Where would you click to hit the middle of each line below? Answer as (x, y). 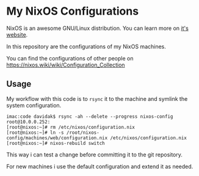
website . (17, 34)
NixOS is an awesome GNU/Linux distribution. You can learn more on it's (98, 28)
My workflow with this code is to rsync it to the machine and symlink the (97, 98)
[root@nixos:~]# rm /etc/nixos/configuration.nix (71, 127)
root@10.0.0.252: (28, 122)
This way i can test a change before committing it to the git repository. (95, 155)
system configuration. (34, 105)
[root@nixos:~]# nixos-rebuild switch (56, 143)
